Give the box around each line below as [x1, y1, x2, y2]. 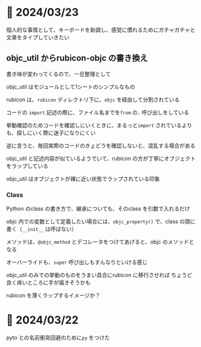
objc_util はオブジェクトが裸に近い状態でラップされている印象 [6, 175, 160, 182]
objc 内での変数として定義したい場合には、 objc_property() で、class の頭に [6, 218, 196, 225]
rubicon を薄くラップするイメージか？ [6, 292, 100, 299]
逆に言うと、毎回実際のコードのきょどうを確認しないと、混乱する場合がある [6, 142, 196, 149]
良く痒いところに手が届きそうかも [6, 279, 91, 286]
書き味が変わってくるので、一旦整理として [6, 70, 111, 77]
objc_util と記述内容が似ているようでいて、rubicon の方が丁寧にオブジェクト [6, 154, 196, 162]
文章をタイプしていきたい [6, 33, 70, 41]
